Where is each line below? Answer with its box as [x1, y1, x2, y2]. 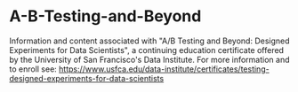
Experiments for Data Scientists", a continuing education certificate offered [9, 44, 285, 55]
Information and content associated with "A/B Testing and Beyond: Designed [9, 35, 291, 46]
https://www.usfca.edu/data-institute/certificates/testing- [59, 64, 270, 74]
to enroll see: [9, 64, 58, 74]
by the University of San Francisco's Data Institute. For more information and [9, 54, 290, 65]
